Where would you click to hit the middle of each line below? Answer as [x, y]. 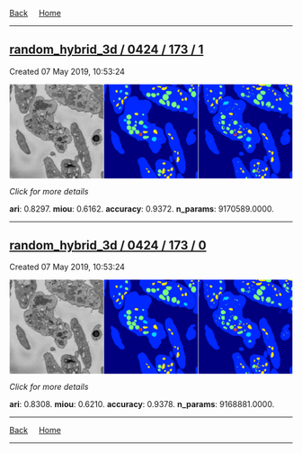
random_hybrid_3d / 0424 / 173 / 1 [107, 50]
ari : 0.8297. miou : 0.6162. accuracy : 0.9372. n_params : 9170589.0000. [142, 208]
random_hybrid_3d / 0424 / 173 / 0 [108, 245]
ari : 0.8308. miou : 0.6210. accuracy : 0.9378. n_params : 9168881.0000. [142, 404]
